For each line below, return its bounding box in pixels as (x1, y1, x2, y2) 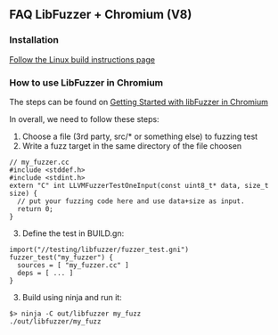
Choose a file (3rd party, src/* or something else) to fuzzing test (21, 131, 258, 142)
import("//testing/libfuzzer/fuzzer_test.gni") (9, 245, 190, 254)
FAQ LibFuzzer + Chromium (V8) (9, 7, 192, 22)
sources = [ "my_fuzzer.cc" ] (17, 260, 129, 270)
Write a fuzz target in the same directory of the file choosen (21, 140, 242, 151)
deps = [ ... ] (17, 268, 74, 277)
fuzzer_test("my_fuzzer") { (9, 253, 114, 262)
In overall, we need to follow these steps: (9, 113, 159, 124)
